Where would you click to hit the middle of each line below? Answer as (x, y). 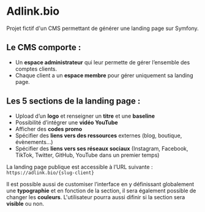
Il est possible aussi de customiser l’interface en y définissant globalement (100, 184)
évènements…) (34, 142)
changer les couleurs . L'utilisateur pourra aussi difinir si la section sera (96, 197)
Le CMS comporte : (44, 47)
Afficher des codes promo (49, 129)
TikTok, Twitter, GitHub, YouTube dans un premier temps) (87, 155)
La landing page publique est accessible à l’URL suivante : (80, 167)
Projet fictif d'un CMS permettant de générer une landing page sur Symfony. (102, 28)
